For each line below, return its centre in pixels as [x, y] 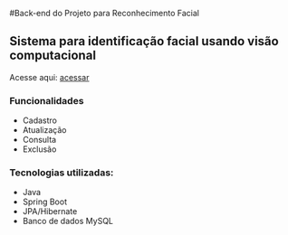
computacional [53, 56]
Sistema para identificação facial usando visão [144, 41]
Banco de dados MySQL [68, 221]
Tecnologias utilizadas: [62, 173]
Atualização [44, 130]
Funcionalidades [47, 100]
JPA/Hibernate [50, 211]
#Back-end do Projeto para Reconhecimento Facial [104, 13]
